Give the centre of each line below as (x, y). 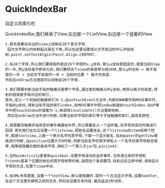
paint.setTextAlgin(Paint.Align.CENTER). (54, 55)
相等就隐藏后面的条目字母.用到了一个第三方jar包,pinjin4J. (65, 146)
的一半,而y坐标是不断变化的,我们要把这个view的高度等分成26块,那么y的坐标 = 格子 (79, 69)
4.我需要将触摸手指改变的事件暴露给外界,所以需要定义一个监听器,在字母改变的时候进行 (81, 125)
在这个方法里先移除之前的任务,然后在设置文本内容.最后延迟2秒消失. (65, 181)
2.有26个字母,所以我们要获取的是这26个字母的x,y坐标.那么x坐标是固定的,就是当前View (82, 64)
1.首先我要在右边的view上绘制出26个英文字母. (46, 44)
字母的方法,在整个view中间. (30, 166)
